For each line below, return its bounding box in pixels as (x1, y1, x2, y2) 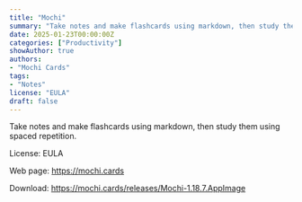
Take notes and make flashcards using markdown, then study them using (9, 121, 280, 132)
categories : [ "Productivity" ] (9, 38, 123, 48)
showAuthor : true (9, 47, 75, 56)
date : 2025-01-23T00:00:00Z (9, 30, 115, 39)
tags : (9, 72, 30, 81)
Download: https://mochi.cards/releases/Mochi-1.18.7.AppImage (9, 183, 246, 194)
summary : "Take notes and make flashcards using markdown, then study (9, 22, 280, 31)
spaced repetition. (9, 131, 77, 142)
